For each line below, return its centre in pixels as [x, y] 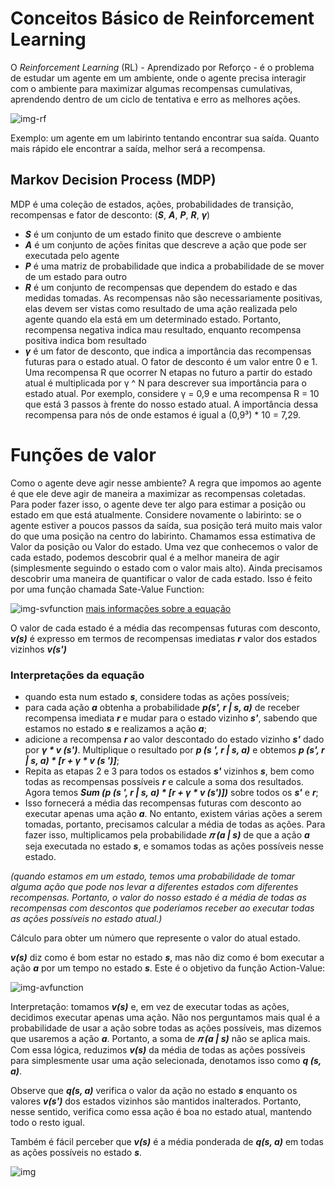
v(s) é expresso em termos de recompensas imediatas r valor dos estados [164, 638]
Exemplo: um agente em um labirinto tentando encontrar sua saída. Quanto [165, 138]
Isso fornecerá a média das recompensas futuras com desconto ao [163, 803]
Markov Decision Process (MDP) [113, 180]
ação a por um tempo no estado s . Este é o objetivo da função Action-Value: [168, 968]
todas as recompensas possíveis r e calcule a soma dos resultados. [164, 781]
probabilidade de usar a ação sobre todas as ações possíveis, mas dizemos [166, 1028]
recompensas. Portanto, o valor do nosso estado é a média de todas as [158, 897]
